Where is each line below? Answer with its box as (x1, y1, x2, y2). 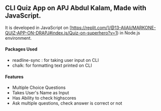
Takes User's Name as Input (12, 90, 69, 96)
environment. (5, 35, 32, 41)
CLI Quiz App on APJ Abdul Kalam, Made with (5, 4, 147, 12)
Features (5, 74, 23, 80)
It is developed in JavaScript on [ (5, 25, 71, 30)
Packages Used (5, 46, 38, 52)
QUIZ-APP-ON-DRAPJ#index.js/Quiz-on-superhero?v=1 (5, 29, 117, 36)
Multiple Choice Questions (12, 84, 66, 90)
